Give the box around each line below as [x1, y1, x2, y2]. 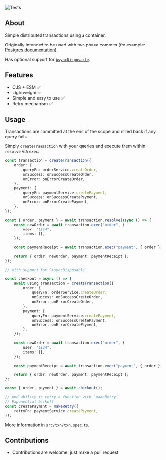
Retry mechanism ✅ [12, 100, 53, 106]
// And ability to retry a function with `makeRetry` [5, 395, 119, 400]
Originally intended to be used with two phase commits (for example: [5, 42, 146, 47]
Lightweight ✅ [12, 90, 41, 95]
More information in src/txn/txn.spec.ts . [5, 422, 90, 428]
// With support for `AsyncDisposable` [5, 267, 87, 272]
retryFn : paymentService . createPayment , [14, 408, 98, 413]
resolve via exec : [5, 148, 40, 154]
